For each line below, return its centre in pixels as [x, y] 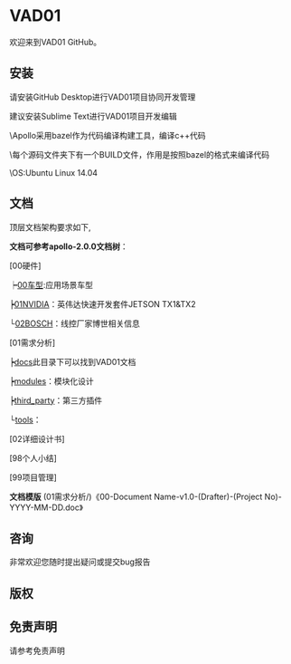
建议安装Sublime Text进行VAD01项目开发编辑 [94, 116]
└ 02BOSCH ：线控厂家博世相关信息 [75, 323]
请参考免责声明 [37, 650]
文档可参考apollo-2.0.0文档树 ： [69, 246]
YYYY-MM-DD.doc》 [47, 507]
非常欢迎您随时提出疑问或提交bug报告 [80, 562]
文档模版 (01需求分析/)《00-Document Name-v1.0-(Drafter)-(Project [136, 496]
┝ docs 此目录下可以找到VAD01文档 [73, 361]
